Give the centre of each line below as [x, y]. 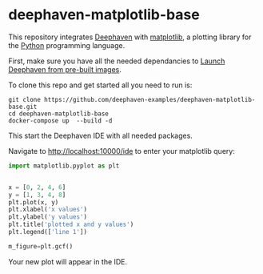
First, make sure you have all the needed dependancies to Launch [117, 61]
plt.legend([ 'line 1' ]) [48, 232]
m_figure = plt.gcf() [41, 246]
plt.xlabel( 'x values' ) [48, 210]
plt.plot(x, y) [34, 202]
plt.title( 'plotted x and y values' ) [71, 225]
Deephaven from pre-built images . [65, 69]
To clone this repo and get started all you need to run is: [100, 85]
